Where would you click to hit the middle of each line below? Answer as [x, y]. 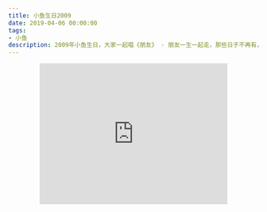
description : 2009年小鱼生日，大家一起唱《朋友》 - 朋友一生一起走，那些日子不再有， [135, 45]
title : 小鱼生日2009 [40, 15]
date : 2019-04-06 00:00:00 [53, 23]
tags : [17, 30]
